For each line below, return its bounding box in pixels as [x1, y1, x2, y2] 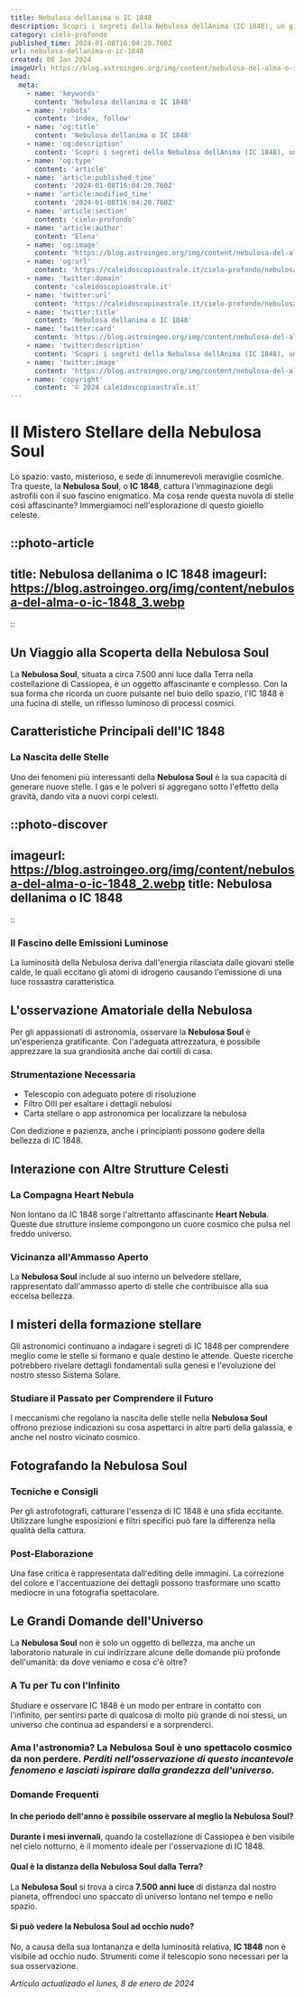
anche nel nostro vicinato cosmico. [10, 1432, 141, 1443]
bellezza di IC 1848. [10, 1136, 84, 1146]
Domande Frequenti [10, 1788, 99, 1801]
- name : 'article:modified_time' [26, 190, 152, 199]
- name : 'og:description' [26, 139, 124, 148]
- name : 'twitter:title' [26, 307, 120, 316]
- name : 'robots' [26, 106, 92, 115]
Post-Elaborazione [10, 1548, 94, 1560]
